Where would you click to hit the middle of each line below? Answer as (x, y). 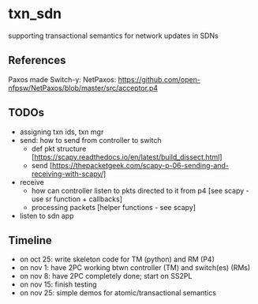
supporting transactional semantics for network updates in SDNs (113, 36)
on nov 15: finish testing (58, 284)
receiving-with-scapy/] (69, 174)
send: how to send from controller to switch (90, 140)
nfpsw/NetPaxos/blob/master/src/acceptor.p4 (83, 88)
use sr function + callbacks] (77, 199)
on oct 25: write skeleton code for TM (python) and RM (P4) (117, 259)
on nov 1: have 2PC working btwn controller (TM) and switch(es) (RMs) (135, 268)
